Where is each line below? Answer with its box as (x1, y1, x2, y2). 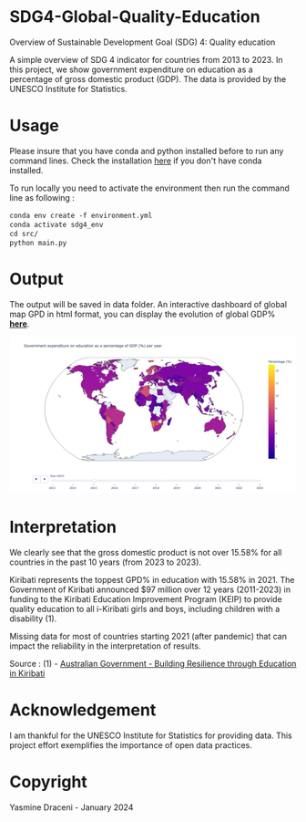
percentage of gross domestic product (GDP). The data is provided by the (9, 73, 287, 84)
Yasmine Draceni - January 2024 (9, 801, 134, 813)
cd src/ (9, 229, 39, 238)
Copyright (9, 772, 88, 792)
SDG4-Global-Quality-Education (9, 6, 261, 27)
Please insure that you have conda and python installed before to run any (9, 145, 284, 156)
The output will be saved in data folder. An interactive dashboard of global (9, 298, 288, 309)
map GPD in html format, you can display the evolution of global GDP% (9, 308, 276, 319)
